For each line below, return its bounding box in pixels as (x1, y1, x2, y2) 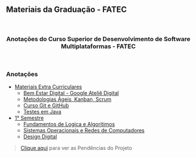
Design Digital (23, 133, 57, 140)
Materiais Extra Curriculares (14, 83, 82, 90)
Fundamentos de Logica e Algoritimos (23, 121, 115, 128)
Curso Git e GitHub (23, 102, 69, 109)
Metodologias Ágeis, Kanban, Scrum (23, 96, 112, 103)
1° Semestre (14, 114, 44, 122)
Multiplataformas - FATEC (60, 42, 136, 50)
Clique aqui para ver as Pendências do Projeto (20, 145, 133, 152)
